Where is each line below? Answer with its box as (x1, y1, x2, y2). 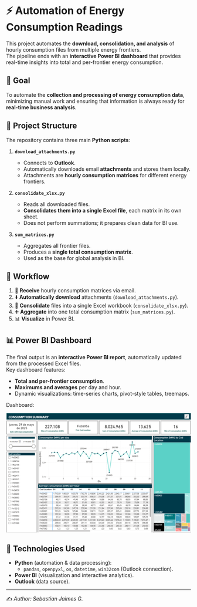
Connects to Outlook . (23, 159, 76, 166)
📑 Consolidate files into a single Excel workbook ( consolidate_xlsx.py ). (14, 302, 189, 309)
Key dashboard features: (6, 366, 66, 373)
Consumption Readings (6, 21, 123, 34)
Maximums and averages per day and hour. (14, 384, 122, 391)
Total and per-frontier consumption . (14, 377, 104, 385)
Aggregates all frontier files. (23, 242, 91, 249)
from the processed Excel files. (6, 360, 81, 367)
